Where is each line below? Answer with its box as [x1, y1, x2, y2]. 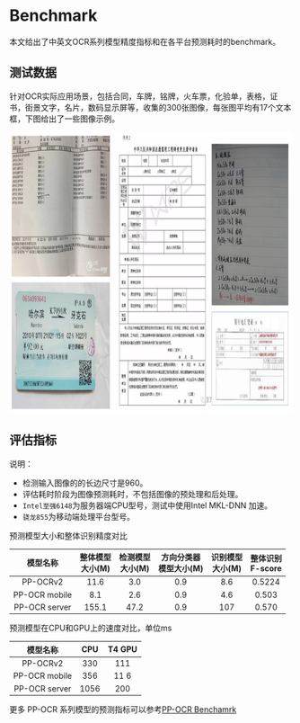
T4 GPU [107, 644, 137, 655]
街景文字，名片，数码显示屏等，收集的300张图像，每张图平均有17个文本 [24, 102, 292, 112]
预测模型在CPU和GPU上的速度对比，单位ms [9, 622, 172, 634]
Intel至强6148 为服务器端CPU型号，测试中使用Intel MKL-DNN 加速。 [22, 500, 272, 511]
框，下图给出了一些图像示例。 [9, 113, 119, 124]
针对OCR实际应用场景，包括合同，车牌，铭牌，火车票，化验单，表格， [9, 91, 270, 102]
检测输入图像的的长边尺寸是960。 [22, 478, 148, 488]
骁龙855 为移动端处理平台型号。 [22, 511, 136, 522]
